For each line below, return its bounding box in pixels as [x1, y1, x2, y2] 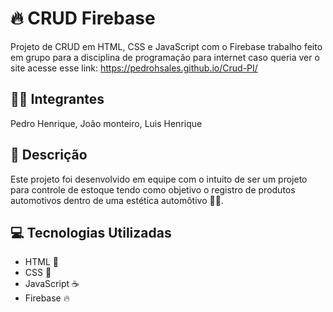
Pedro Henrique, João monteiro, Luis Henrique [10, 117, 203, 129]
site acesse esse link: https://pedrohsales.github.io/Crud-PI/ [10, 62, 258, 74]
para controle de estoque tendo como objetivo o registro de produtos [10, 183, 296, 196]
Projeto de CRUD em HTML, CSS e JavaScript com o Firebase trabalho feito [10, 40, 323, 52]
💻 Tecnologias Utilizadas [10, 224, 172, 241]
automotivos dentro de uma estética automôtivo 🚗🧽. [10, 194, 224, 206]
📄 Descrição [10, 147, 88, 164]
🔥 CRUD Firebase [10, 7, 156, 30]
